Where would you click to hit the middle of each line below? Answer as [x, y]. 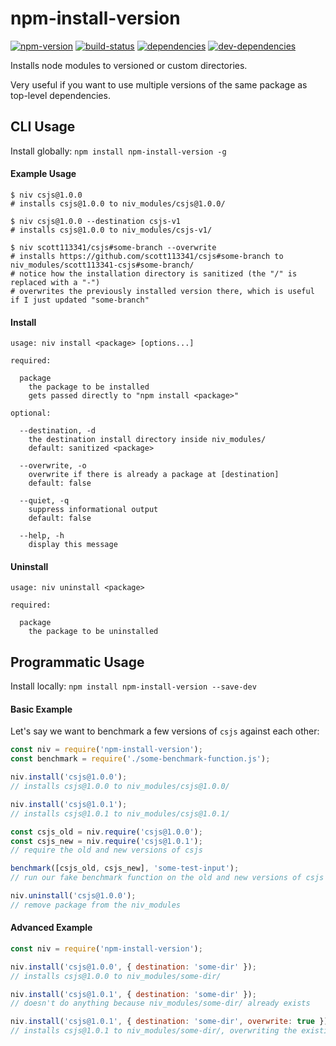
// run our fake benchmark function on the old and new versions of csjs [167, 878]
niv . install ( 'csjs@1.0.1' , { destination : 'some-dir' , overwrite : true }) [169, 1022]
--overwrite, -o [53, 466]
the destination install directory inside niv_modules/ [147, 440]
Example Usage [43, 174]
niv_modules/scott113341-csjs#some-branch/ [102, 265]
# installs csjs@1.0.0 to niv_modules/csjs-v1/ [111, 230]
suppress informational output [93, 510]
